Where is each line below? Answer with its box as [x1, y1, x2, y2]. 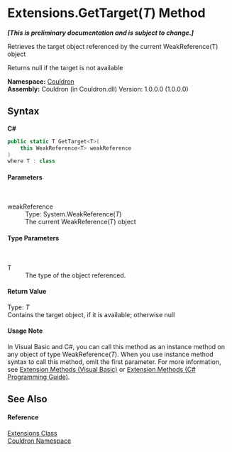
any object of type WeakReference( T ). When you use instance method [7, 350, 214, 359]
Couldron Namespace [7, 436, 72, 445]
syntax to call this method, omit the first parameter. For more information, [7, 358, 221, 366]
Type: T [7, 303, 30, 312]
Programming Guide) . [7, 373, 70, 381]
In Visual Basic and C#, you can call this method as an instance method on [7, 343, 226, 351]
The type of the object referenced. [25, 271, 126, 280]
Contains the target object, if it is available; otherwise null [7, 310, 175, 319]
